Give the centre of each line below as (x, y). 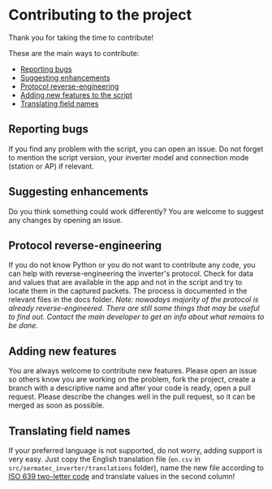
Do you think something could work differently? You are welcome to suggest (136, 211)
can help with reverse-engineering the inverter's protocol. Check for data (131, 273)
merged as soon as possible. (56, 405)
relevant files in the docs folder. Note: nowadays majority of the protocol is (134, 299)
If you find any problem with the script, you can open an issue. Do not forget (136, 149)
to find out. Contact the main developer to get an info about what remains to (136, 317)
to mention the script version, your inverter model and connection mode (129, 157)
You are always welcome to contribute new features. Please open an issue (133, 371)
